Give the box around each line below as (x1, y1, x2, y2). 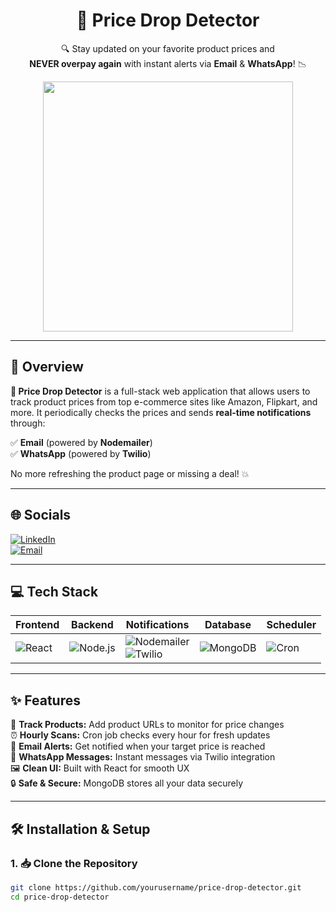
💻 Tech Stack (10, 583, 99, 600)
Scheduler (266, 618, 317, 632)
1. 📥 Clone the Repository (10, 856, 138, 870)
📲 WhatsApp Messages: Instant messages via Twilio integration (10, 751, 276, 763)
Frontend (15, 618, 60, 632)
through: (10, 417, 46, 429)
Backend (71, 618, 114, 632)
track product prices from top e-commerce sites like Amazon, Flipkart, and (10, 395, 318, 408)
